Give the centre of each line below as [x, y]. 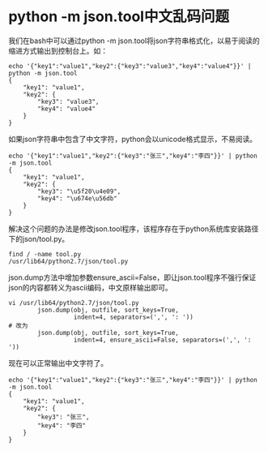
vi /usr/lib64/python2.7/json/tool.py [74, 303]
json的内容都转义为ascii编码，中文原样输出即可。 [90, 287]
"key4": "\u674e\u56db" [77, 198]
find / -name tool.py [45, 254]
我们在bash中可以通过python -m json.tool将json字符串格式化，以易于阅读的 [134, 41]
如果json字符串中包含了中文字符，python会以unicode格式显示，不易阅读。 [133, 139]
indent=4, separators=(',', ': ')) [134, 317]
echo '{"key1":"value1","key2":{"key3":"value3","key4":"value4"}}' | [130, 66]
